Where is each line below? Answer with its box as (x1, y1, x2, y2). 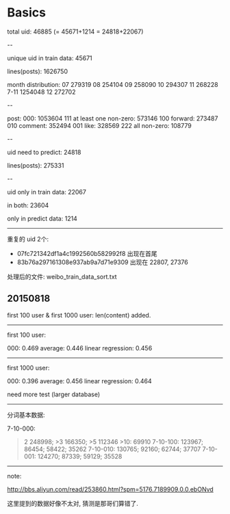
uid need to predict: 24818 (7, 148, 81, 156)
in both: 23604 (7, 201, 49, 209)
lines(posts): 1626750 (7, 67, 68, 75)
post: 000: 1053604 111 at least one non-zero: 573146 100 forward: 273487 (7, 114, 218, 123)
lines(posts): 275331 (7, 161, 64, 169)
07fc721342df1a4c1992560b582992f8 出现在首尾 (16, 249, 157, 257)
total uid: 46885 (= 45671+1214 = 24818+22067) (7, 27, 144, 36)
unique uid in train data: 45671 (7, 53, 92, 62)
